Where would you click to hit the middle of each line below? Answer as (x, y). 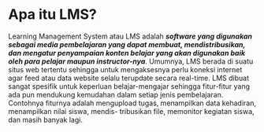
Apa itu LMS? (52, 15)
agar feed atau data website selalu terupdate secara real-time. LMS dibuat (129, 78)
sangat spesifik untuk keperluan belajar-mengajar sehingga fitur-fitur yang (129, 86)
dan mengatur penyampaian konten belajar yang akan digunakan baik (127, 53)
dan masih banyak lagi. (45, 119)
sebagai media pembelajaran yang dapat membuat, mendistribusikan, (127, 44)
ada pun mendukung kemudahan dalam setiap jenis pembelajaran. (116, 94)
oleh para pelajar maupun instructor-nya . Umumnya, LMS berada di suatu (131, 61)
